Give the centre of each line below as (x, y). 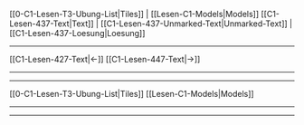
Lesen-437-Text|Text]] (52, 24)
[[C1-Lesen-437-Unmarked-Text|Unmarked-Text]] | (196, 24)
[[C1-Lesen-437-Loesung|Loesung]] (77, 33)
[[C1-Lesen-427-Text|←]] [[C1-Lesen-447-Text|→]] (105, 59)
